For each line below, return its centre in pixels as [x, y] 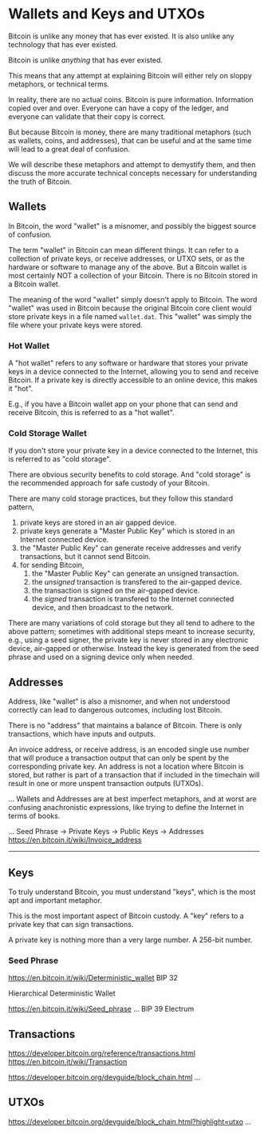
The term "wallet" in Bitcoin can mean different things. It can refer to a [124, 250]
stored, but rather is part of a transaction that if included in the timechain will [134, 775]
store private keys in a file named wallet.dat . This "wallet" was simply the [130, 316]
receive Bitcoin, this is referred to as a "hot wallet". [91, 413]
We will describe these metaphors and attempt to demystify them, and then [132, 164]
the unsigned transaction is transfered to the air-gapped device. [137, 582]
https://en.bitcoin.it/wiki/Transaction [68, 1062]
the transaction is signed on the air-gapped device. [116, 591]
